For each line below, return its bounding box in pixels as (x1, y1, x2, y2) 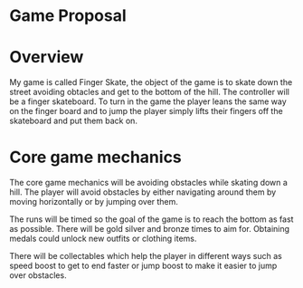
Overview (9, 47, 84, 68)
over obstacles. (9, 270, 67, 281)
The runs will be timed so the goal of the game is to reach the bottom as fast (9, 214, 294, 225)
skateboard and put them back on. (9, 115, 138, 127)
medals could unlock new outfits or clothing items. (9, 233, 197, 245)
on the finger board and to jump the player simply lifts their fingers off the (9, 106, 283, 117)
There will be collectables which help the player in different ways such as (9, 251, 282, 262)
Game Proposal (9, 5, 127, 26)
